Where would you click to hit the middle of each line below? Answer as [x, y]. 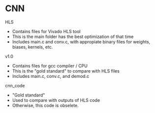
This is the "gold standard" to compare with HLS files [66, 71]
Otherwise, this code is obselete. [45, 105]
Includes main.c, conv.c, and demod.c [51, 76]
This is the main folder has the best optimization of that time [73, 37]
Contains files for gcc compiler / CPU [50, 66]
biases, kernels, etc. [32, 47]
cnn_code [15, 85]
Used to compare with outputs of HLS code [56, 100]
